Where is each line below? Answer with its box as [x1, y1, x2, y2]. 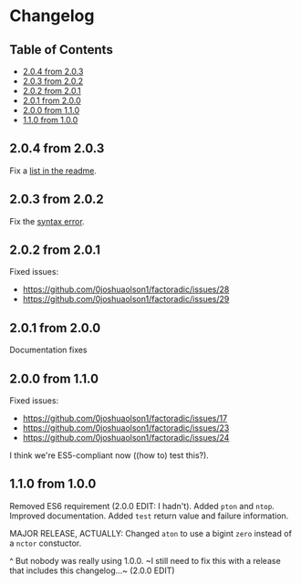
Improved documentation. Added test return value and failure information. [9, 510, 289, 521]
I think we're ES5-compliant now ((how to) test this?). [9, 450, 210, 461]
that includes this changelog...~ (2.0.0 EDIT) [9, 565, 175, 576]
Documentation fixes [9, 344, 88, 356]
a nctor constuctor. [9, 538, 82, 548]
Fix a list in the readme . [9, 165, 98, 176]
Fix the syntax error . [9, 215, 85, 226]
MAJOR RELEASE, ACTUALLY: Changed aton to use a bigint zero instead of [9, 528, 292, 538]
